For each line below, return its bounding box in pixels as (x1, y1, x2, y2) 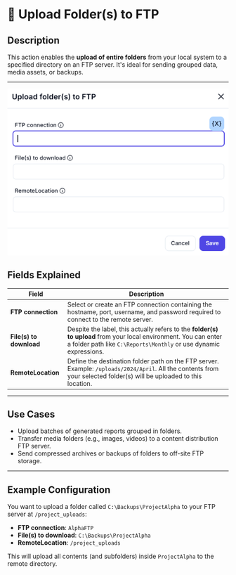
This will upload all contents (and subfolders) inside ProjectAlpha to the (7, 552, 214, 561)
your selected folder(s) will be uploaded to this (67, 372, 202, 380)
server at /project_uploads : (7, 510, 87, 519)
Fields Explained (7, 269, 81, 281)
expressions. (67, 347, 104, 356)
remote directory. (7, 560, 58, 568)
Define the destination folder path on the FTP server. (67, 357, 219, 366)
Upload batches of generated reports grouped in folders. (17, 427, 183, 435)
